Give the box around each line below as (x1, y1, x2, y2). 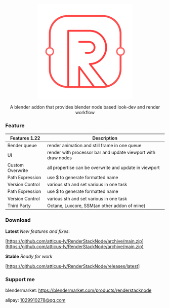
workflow (75, 110, 95, 116)
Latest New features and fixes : (5, 228, 70, 234)
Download (5, 217, 31, 224)
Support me (5, 276, 35, 283)
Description (92, 135, 118, 141)
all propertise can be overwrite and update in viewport (47, 164, 160, 171)
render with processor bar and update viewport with (47, 149, 156, 156)
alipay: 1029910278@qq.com (5, 297, 66, 303)
